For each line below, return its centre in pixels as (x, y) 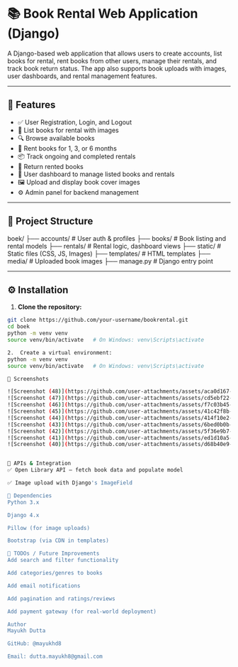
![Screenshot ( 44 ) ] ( (38, 418)
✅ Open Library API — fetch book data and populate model (95, 470)
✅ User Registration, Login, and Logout (75, 122)
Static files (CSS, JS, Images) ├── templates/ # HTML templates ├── (109, 254)
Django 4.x (23, 515)
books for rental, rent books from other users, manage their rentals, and (112, 60)
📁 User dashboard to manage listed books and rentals (96, 174)
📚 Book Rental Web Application (103, 14)
